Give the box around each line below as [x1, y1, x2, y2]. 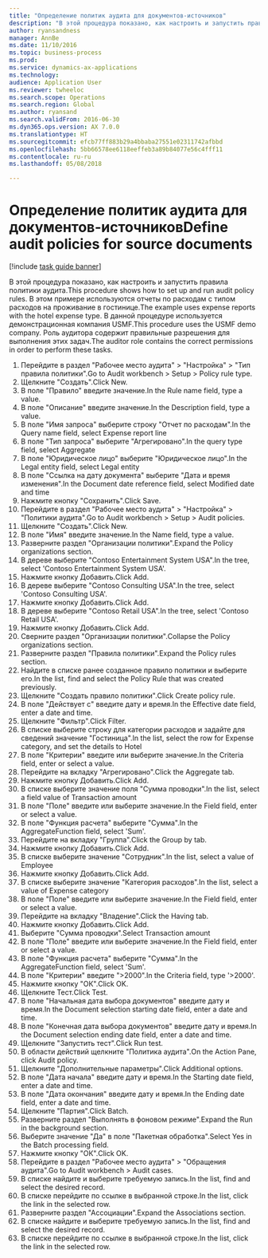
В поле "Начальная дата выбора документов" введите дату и [20, 996, 230, 1006]
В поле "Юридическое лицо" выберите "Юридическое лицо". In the [20, 454, 247, 463]
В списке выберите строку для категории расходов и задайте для [20, 725, 246, 735]
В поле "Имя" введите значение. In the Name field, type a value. [20, 530, 235, 539]
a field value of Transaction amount [20, 793, 138, 803]
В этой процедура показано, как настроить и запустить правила [9, 277, 229, 287]
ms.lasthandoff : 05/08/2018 [9, 160, 103, 168]
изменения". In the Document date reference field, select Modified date [20, 479, 255, 489]
